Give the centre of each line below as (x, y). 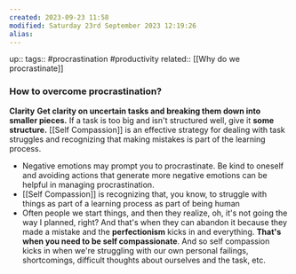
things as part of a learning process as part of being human (131, 203)
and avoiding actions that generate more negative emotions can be (145, 175)
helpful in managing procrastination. (88, 184)
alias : (21, 34)
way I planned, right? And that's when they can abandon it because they (154, 222)
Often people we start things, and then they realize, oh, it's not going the (155, 213)
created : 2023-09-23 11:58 (59, 17)
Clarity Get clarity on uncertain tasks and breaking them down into (135, 111)
